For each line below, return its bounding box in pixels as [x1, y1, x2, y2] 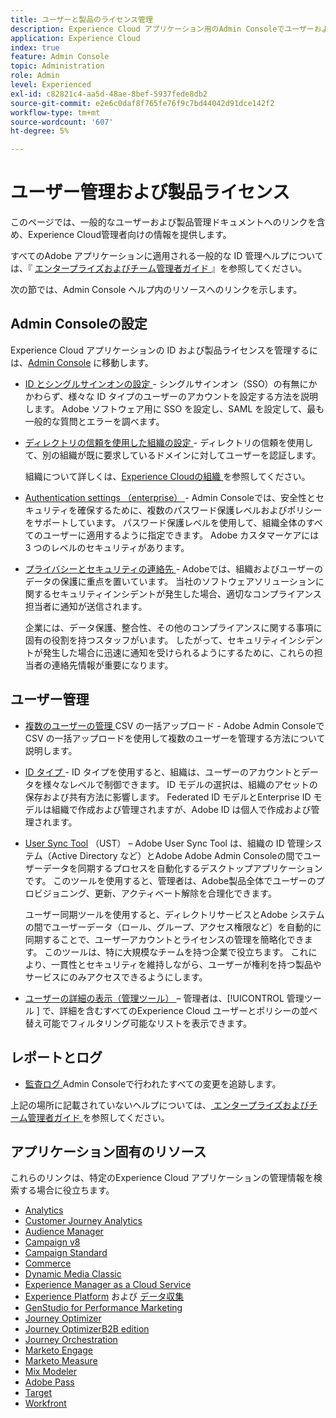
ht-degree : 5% [10, 126, 70, 136]
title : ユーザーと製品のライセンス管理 [10, 14, 154, 25]
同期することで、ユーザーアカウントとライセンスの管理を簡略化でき [24, 933, 305, 945]
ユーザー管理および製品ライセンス [10, 181, 290, 204]
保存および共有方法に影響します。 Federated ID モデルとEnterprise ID [24, 791, 312, 803]
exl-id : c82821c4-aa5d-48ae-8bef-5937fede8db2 [10, 89, 208, 99]
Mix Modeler [24, 1366, 78, 1378]
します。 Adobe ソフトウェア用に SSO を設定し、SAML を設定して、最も [24, 402, 325, 415]
